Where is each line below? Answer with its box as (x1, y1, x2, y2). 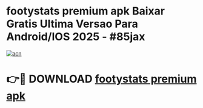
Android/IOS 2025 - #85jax (6, 30, 145, 43)
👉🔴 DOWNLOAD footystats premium (6, 72, 197, 86)
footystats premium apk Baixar (6, 4, 165, 18)
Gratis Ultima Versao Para (6, 17, 138, 31)
